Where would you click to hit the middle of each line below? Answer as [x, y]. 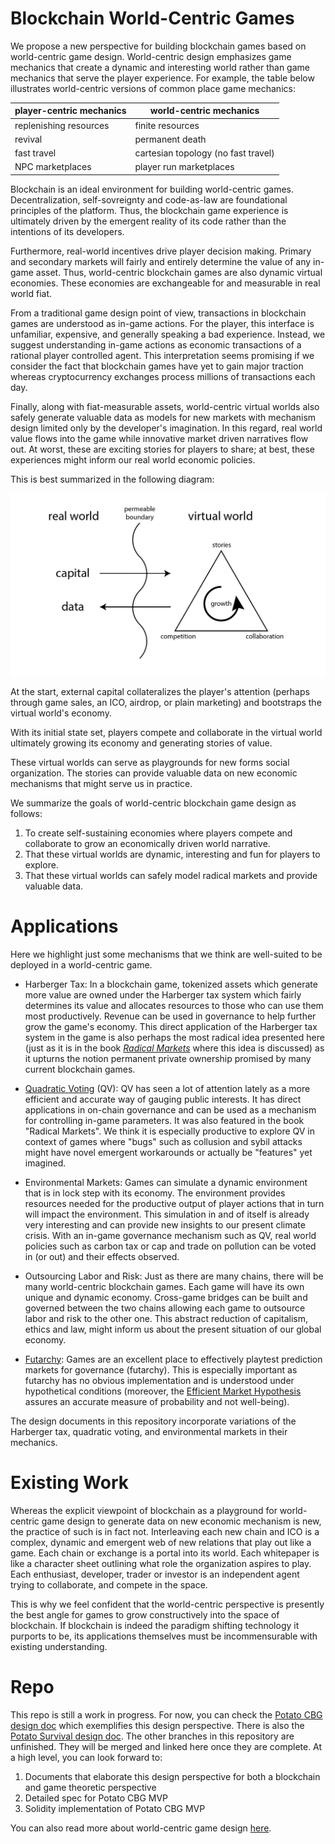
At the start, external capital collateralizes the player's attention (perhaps [160, 691]
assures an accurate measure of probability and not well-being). [157, 1401]
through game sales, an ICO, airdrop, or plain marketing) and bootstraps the [166, 702]
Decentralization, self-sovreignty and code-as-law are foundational [149, 199]
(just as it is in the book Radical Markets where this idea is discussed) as [174, 1048]
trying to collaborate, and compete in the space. [109, 1584]
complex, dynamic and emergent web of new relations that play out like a [161, 1542]
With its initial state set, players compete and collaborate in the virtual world [166, 732]
